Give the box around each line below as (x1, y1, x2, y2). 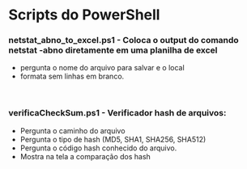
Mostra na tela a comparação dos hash (19, 151, 151, 161)
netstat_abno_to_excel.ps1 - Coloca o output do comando (8, 35, 239, 46)
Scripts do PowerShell (8, 6, 160, 24)
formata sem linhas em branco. (19, 71, 125, 82)
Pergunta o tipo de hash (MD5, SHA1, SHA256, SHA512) (19, 134, 207, 144)
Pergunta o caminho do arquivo (19, 125, 126, 135)
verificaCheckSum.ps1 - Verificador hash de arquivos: (8, 108, 227, 119)
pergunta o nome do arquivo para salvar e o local (19, 63, 185, 73)
